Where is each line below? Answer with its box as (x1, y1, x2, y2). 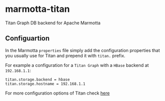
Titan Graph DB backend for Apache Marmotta (5, 20, 101, 26)
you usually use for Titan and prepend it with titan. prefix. (5, 52, 126, 58)
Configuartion (5, 34, 50, 43)
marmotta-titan (5, 3, 70, 15)
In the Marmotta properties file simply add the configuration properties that (5, 47, 160, 53)
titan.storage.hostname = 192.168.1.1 (5, 81, 85, 86)
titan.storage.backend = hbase (5, 77, 70, 82)
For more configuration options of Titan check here (5, 90, 110, 96)
